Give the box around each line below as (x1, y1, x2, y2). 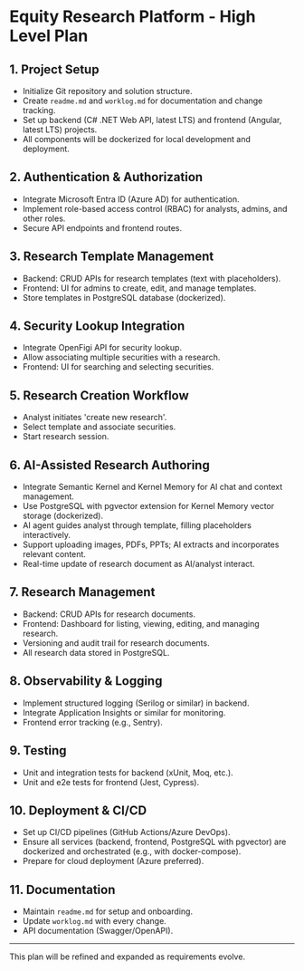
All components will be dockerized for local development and (22, 134, 251, 144)
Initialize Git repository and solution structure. (22, 86, 193, 96)
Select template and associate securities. (22, 421, 176, 432)
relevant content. (22, 549, 86, 560)
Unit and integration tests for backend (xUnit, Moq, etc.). (22, 767, 233, 778)
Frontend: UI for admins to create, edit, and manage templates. (22, 283, 257, 293)
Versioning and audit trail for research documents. (22, 637, 210, 649)
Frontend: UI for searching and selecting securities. (22, 361, 214, 372)
